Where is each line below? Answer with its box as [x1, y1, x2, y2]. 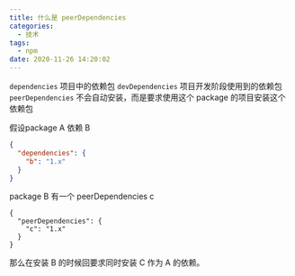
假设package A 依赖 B [9, 122, 91, 133]
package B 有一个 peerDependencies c [9, 191, 155, 202]
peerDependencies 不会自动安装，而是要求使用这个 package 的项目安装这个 [9, 92, 286, 102]
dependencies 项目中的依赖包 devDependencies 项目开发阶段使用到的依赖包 [9, 81, 283, 91]
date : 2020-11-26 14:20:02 [9, 55, 111, 64]
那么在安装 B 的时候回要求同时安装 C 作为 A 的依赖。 [9, 257, 205, 268]
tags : [9, 38, 30, 48]
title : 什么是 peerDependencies [9, 13, 127, 22]
